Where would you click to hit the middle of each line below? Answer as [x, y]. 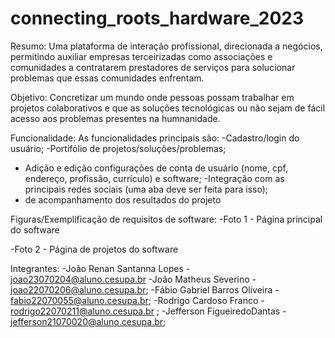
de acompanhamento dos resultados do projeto [123, 199]
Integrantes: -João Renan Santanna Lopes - [100, 268]
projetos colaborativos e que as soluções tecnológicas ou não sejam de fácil [168, 108]
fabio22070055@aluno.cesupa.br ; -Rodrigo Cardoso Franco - [137, 300]
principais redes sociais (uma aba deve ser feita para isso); [146, 189]
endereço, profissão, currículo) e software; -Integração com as [154, 178]
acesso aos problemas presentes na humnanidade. [115, 118]
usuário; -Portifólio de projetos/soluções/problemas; [118, 148]
